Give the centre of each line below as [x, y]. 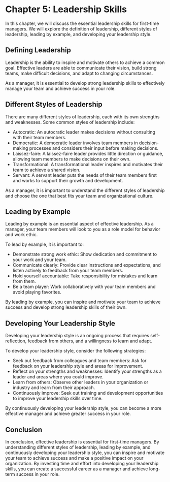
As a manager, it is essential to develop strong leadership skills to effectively [85, 83]
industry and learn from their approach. [54, 388]
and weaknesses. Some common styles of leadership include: [70, 122]
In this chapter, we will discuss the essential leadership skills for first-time [82, 23]
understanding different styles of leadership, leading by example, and [78, 447]
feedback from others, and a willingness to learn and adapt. [90, 341]
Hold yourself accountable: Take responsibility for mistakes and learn [85, 276]
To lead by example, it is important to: [45, 244]
